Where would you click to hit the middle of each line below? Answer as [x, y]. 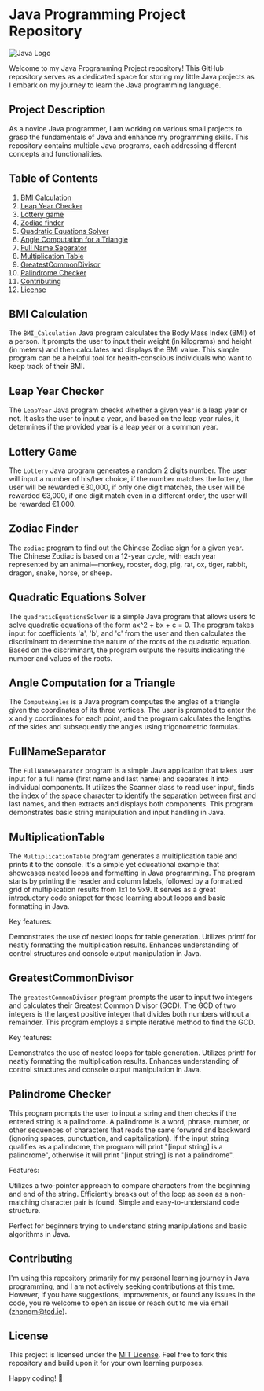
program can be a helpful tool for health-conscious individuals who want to [130, 358]
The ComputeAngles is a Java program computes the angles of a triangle [125, 702]
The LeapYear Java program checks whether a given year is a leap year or [128, 410]
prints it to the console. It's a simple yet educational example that [114, 865]
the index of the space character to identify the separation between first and [132, 795]
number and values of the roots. [61, 658]
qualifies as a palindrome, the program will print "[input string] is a [116, 1146]
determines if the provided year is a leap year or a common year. [114, 427]
